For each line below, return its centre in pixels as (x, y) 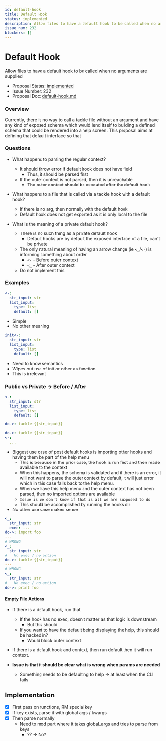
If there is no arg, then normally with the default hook (74, 209)
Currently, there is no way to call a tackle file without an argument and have (82, 120)
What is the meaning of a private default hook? (60, 224)
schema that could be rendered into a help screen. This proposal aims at (79, 130)
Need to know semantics (38, 363)
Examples (17, 283)
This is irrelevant (29, 373)
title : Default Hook (26, 14)
